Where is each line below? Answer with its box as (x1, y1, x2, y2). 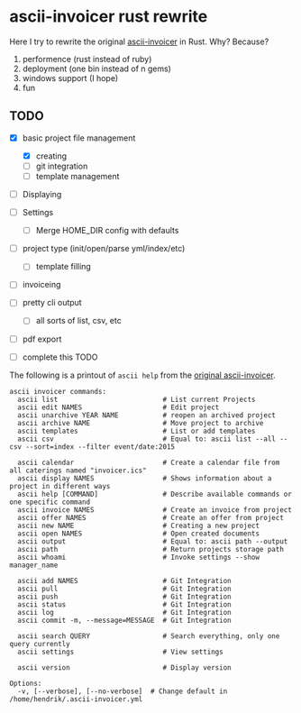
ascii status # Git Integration (17, 599, 232, 609)
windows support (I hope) (22, 72, 119, 83)
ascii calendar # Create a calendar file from (17, 458, 280, 467)
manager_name (9, 561, 59, 570)
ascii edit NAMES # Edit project (17, 403, 220, 412)
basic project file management (22, 133, 136, 143)
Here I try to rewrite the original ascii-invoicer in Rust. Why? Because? (9, 36, 269, 47)
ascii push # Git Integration (17, 592, 232, 601)
